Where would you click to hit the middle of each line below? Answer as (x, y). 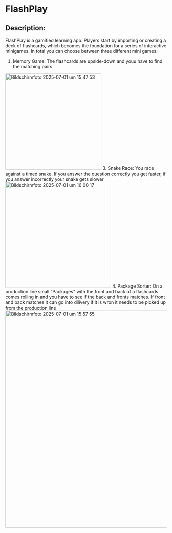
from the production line (31, 308)
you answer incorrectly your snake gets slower (55, 179)
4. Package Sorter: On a (137, 286)
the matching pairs (33, 66)
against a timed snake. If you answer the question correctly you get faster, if (85, 174)
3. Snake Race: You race (128, 168)
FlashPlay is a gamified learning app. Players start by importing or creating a (86, 40)
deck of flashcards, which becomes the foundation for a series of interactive (86, 46)
